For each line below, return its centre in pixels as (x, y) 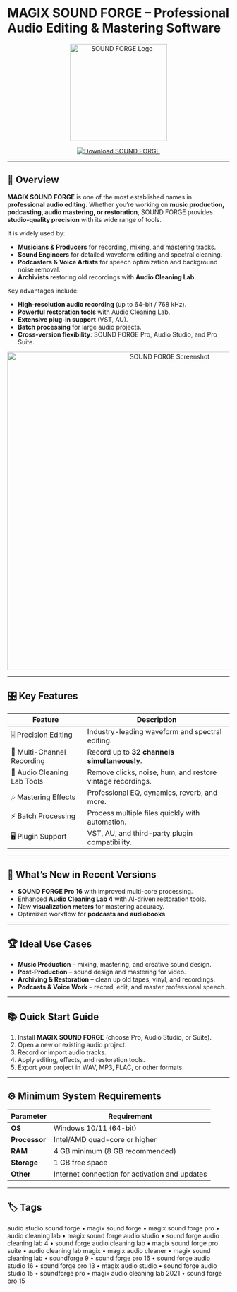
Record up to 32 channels (131, 752)
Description (157, 719)
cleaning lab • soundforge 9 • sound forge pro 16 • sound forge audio (109, 1258)
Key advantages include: (43, 291)
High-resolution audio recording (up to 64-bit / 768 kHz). (102, 304)
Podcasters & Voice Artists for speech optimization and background (117, 262)
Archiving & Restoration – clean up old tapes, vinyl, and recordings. (116, 979)
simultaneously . (115, 760)
